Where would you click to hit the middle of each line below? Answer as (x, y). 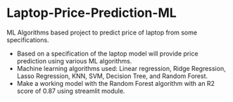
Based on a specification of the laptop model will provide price (107, 53)
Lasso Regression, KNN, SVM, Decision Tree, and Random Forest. (112, 76)
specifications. (28, 39)
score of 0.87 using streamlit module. (71, 91)
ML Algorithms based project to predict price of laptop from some (102, 32)
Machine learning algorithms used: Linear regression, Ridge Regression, (121, 68)
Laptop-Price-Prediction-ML (92, 13)
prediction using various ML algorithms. (74, 60)
